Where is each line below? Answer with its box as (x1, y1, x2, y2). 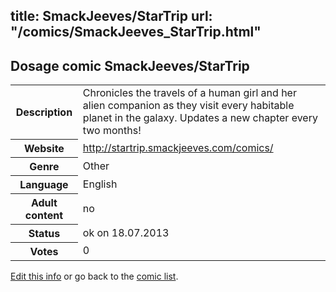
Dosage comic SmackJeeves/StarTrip (10, 57, 250, 74)
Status (28, 226, 61, 240)
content (24, 208, 64, 222)
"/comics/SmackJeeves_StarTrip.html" (10, 24, 262, 41)
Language (19, 177, 69, 191)
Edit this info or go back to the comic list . (10, 270, 179, 282)
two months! (82, 124, 142, 138)
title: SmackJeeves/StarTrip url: (10, 8, 213, 25)
